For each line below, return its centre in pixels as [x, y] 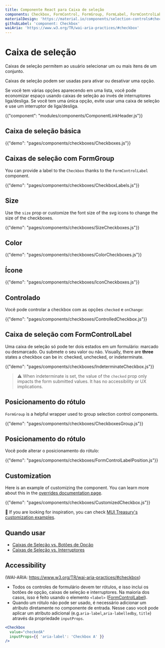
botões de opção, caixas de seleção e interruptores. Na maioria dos [81, 592]
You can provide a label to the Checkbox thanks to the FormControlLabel [77, 170]
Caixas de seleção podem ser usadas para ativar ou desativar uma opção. [80, 81]
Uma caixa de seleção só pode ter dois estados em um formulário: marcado [82, 346]
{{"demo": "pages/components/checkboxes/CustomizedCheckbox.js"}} [78, 503]
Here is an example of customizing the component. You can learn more [77, 488]
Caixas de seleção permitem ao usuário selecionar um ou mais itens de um [81, 66]
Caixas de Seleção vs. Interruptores [48, 550]
